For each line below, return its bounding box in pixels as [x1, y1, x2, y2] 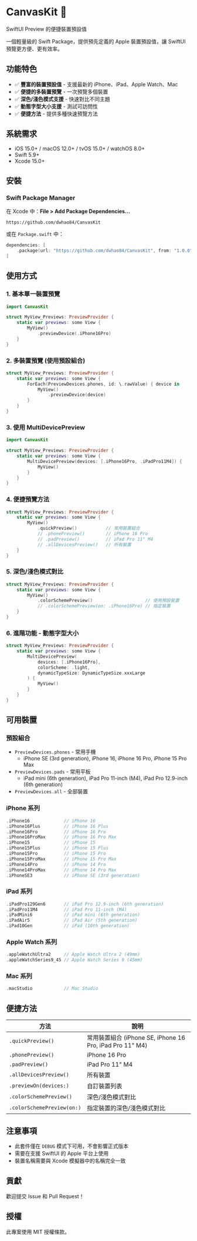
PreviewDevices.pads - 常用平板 [14, 768, 91, 775]
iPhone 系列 [6, 804, 40, 812]
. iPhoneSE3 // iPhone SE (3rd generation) [6, 873, 141, 878]
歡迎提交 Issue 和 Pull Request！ [6, 1192, 84, 1199]
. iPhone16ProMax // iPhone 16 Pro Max [6, 834, 117, 840]
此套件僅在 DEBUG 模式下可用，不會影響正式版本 [14, 1142, 129, 1149]
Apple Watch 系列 [6, 938, 57, 946]
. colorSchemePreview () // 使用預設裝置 [37, 598, 180, 604]
